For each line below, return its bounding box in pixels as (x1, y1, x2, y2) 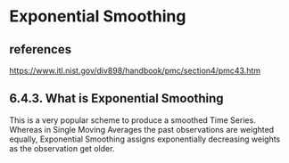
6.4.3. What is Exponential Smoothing (9, 91, 225, 106)
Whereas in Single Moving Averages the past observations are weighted (9, 124, 275, 134)
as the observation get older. (9, 143, 115, 153)
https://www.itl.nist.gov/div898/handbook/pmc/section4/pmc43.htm (9, 65, 261, 76)
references (9, 42, 72, 57)
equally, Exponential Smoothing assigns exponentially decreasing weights (9, 134, 281, 144)
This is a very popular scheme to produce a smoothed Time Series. (9, 114, 256, 126)
